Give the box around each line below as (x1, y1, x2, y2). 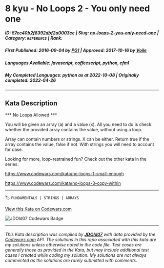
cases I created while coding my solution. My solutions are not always (5, 252, 147, 258)
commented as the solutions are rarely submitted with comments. (5, 257, 138, 263)
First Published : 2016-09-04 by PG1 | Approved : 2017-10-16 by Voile (5, 48, 147, 53)
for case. (5, 146, 23, 152)
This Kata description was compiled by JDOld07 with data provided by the (5, 231, 156, 237)
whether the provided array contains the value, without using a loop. (5, 127, 143, 133)
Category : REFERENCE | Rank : (5, 35, 62, 41)
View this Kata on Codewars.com (5, 206, 72, 212)
